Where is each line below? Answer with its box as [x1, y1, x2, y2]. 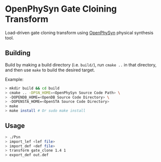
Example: [5, 76, 24, 82]
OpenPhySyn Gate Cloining [5, 3, 117, 15]
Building [5, 49, 31, 57]
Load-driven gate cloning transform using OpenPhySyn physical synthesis [5, 30, 154, 35]
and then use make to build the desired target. [5, 67, 96, 73]
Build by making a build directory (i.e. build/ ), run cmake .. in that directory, [5, 62, 157, 67]
